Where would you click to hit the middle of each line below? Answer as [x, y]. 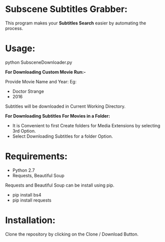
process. [14, 28]
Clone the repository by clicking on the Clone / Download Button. [72, 234]
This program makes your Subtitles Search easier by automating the [76, 23]
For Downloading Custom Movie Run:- [46, 72]
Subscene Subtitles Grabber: [67, 9]
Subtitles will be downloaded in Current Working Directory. [65, 106]
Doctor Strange [28, 91]
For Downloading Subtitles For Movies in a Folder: [58, 116]
